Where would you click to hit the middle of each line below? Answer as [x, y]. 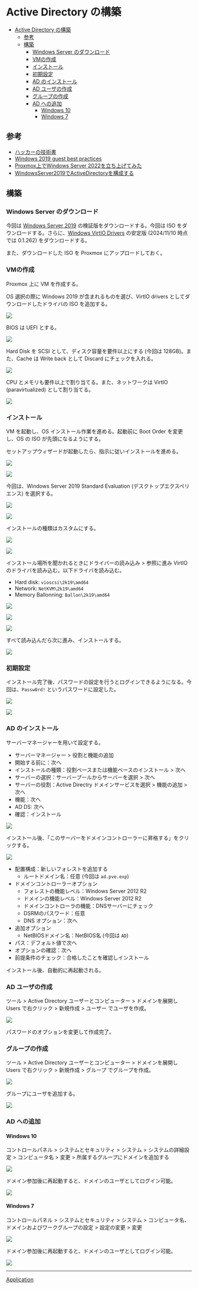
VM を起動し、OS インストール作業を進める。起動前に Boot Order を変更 [95, 432]
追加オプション [33, 928]
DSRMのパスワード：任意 [54, 913]
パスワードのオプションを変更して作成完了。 [60, 1032]
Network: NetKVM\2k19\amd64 [49, 588]
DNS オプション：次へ [50, 921]
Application [20, 1279]
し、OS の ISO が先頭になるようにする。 [55, 439]
